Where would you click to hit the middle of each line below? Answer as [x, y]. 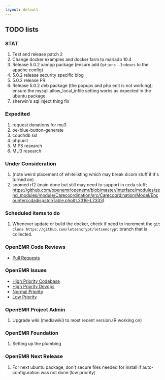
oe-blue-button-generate [38, 130]
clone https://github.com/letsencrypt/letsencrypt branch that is [80, 229]
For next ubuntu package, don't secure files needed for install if [77, 367]
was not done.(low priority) [68, 372]
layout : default [22, 10]
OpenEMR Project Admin [35, 309]
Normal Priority [28, 292]
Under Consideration [31, 164]
